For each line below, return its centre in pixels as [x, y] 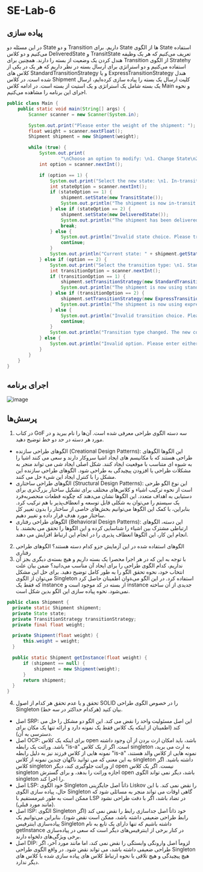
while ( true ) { [48, 148]
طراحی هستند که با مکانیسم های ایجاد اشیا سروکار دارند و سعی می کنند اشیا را [104, 457]
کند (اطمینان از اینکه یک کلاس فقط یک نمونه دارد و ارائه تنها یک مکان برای [98, 728]
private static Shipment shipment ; [57, 608]
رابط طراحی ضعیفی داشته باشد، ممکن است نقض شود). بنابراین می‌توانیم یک [102, 817]
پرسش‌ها [22, 418]
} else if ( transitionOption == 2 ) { [97, 293]
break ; [69, 226]
